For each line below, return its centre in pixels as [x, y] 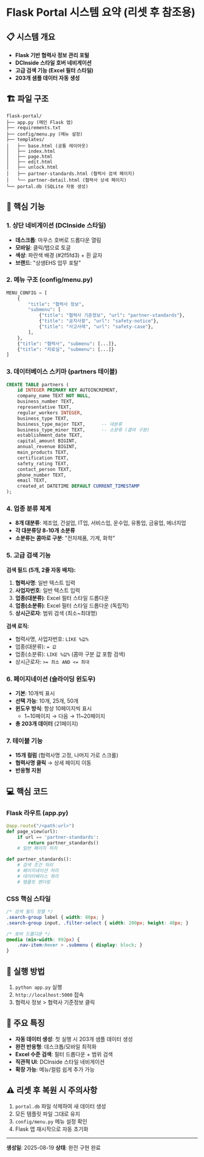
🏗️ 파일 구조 [28, 99]
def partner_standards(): [39, 859]
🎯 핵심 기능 [26, 207]
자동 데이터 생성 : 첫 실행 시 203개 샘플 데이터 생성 [74, 1039]
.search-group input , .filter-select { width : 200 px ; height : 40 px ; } [97, 923]
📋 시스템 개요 [31, 37]
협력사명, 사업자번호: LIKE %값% [52, 639]
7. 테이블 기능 [25, 740]
